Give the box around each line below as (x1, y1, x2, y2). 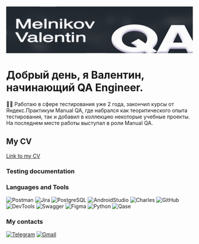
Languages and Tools (6, 183, 69, 191)
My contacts (6, 217, 43, 226)
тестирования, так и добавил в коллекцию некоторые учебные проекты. (6, 113, 191, 120)
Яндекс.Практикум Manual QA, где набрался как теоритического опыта (6, 107, 188, 114)
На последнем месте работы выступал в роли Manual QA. (6, 119, 153, 126)
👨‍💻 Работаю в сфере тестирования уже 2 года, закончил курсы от (6, 100, 175, 107)
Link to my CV (6, 152, 40, 159)
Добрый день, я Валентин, (6, 69, 145, 82)
